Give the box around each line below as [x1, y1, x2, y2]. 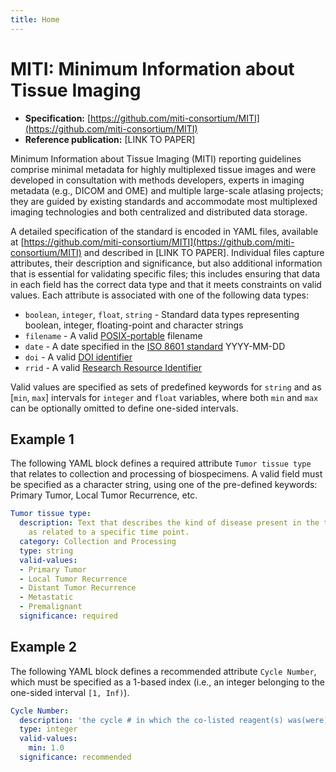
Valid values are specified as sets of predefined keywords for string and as [10, 381, 322, 393]
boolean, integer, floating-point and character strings [24, 319, 244, 331]
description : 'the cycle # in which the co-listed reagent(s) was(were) [19, 715, 329, 725]
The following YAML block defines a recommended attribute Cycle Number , [10, 665, 317, 677]
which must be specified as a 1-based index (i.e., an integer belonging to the [10, 676, 325, 688]
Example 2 [10, 639, 77, 656]
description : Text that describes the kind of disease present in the [19, 518, 320, 528]
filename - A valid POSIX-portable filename [24, 329, 203, 341]
